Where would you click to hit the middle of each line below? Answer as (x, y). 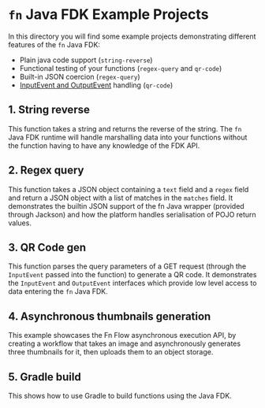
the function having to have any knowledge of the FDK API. (104, 145)
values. (20, 223)
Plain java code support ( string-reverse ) (86, 60)
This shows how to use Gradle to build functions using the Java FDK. (120, 396)
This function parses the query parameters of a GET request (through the (127, 266)
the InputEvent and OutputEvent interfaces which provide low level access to (132, 283)
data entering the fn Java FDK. (58, 291)
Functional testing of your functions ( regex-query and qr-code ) (121, 68)
